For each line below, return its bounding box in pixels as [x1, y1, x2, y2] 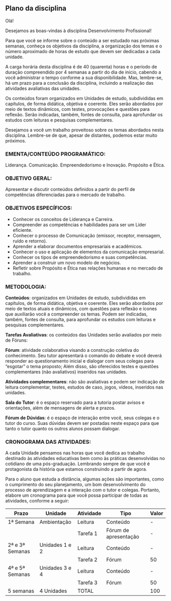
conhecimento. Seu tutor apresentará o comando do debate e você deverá [5, 352, 162, 358]
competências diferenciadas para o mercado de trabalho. [5, 191, 126, 198]
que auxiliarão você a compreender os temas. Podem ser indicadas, [5, 311, 148, 317]
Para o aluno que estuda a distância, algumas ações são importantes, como [5, 476, 164, 482]
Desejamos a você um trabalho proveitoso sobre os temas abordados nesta [5, 127, 164, 133]
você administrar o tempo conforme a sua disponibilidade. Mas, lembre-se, [5, 74, 163, 81]
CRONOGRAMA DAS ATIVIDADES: [5, 438, 92, 445]
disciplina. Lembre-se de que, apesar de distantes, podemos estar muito [5, 132, 158, 138]
